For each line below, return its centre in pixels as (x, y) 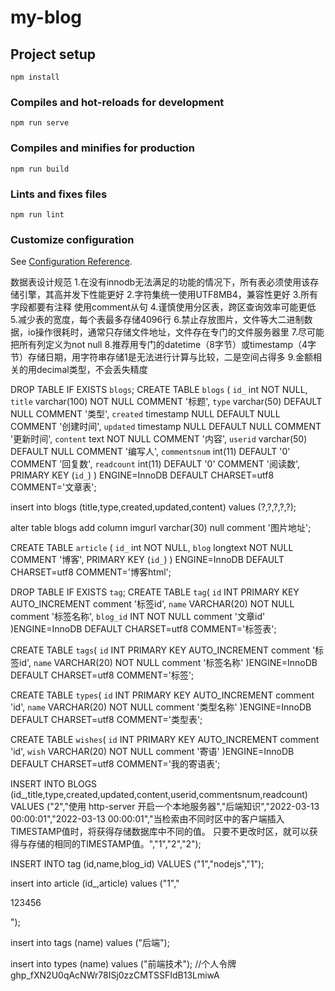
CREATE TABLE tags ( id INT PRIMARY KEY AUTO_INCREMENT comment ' (163, 650)
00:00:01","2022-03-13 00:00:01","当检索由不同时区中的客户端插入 (147, 819)
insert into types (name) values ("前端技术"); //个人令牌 (123, 964)
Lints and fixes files (59, 194)
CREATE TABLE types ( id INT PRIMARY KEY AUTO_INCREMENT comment (162, 695)
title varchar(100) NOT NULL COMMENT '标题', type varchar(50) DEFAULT (166, 402)
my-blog (46, 17)
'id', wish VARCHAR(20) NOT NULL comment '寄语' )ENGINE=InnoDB (152, 752)
